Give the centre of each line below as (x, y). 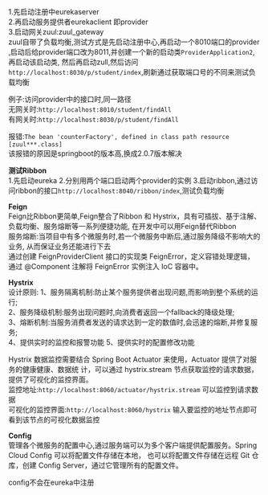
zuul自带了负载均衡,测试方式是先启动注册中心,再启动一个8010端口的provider (134, 42)
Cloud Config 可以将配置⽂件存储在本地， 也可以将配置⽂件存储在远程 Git (129, 455)
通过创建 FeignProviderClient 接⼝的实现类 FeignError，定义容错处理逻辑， (132, 256)
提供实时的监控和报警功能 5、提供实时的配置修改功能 (107, 342)
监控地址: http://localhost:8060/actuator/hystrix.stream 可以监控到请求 (130, 389)
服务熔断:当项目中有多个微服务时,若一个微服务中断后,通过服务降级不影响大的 (134, 236)
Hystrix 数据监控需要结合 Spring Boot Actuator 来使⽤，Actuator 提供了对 (129, 359)
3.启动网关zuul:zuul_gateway (56, 32)
